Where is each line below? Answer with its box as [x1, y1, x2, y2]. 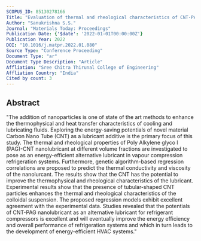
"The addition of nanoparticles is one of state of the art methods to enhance [6, 113, 194, 120]
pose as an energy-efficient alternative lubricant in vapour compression [6, 151, 183, 158]
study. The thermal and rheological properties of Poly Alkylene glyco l [6, 139, 178, 146]
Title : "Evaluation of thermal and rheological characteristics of [6, 14, 178, 20]
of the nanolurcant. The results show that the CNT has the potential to [6, 170, 178, 178]
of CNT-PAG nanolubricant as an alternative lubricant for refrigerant [6, 209, 173, 216]
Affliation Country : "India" [6, 70, 79, 76]
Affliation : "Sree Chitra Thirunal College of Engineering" [6, 64, 160, 71]
